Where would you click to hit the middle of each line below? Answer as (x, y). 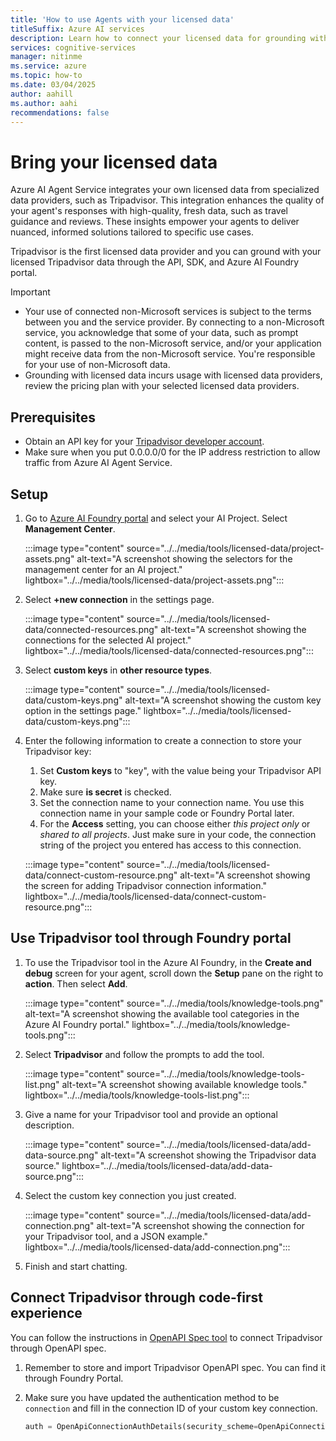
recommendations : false (60, 112)
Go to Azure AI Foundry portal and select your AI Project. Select (156, 518)
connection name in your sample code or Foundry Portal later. (167, 813)
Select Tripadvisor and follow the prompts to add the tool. (144, 1054)
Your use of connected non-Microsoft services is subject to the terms (168, 312)
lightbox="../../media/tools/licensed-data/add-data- (167, 1165)
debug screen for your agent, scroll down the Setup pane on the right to (174, 973)
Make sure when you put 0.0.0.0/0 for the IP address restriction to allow (172, 452)
